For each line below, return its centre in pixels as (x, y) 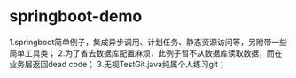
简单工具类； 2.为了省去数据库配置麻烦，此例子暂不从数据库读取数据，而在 (146, 53)
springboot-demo (76, 16)
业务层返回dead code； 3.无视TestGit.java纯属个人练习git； (117, 64)
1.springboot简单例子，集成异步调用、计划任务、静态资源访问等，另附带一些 (148, 42)
